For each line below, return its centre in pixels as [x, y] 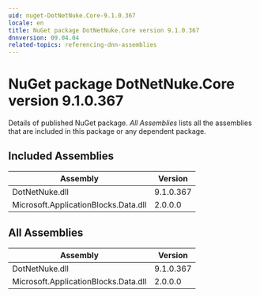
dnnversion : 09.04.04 [44, 38]
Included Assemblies [61, 156]
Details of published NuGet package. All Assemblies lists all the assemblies [130, 123]
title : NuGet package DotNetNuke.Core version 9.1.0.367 [104, 30]
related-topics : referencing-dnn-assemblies [83, 45]
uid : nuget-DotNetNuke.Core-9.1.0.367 [72, 15]
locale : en [26, 23]
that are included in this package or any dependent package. [107, 131]
